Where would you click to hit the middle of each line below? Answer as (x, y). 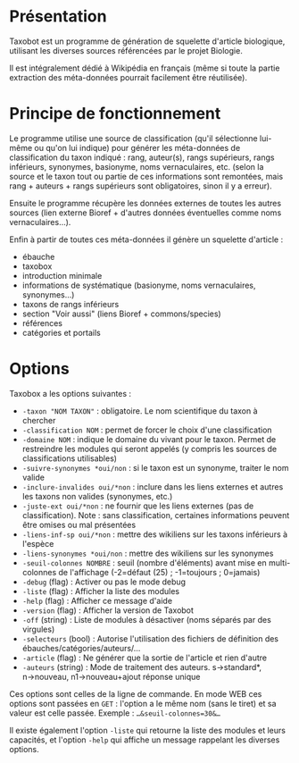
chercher (39, 420)
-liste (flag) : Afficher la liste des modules (101, 591)
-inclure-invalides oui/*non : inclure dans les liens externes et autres (153, 486)
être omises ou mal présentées (79, 524)
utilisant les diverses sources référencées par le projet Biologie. (126, 50)
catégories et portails (61, 332)
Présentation (58, 17)
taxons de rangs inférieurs (71, 304)
